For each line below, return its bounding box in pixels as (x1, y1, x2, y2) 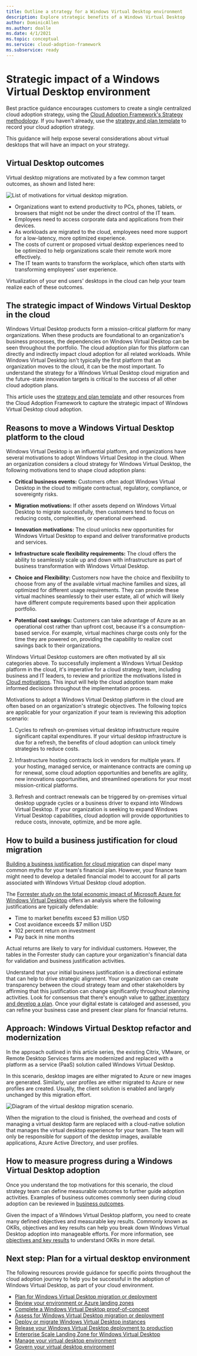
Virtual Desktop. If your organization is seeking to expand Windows (14, 806, 178, 813)
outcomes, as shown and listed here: (6, 180, 95, 187)
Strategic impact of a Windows (6, 72, 160, 86)
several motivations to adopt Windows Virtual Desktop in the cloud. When (6, 454, 185, 461)
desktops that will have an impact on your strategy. (6, 141, 130, 148)
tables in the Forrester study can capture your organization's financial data (6, 951, 187, 958)
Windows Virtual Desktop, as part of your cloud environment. (6, 1282, 155, 1289)
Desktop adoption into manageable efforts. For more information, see (6, 1230, 174, 1237)
